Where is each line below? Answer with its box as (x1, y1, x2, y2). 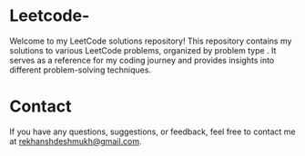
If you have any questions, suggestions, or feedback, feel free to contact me (9, 126, 296, 137)
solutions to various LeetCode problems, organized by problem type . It (9, 44, 277, 55)
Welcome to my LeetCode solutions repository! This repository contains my (9, 35, 292, 46)
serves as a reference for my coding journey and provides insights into (9, 54, 275, 65)
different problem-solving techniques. (9, 64, 152, 75)
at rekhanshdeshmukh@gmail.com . (9, 135, 143, 146)
